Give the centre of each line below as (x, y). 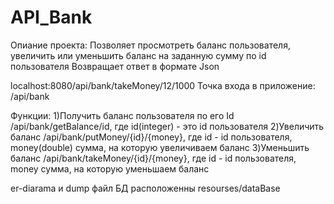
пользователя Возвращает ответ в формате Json (115, 66)
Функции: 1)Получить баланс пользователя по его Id (122, 115)
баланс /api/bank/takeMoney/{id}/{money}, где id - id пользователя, (153, 158)
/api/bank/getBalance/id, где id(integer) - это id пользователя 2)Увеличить (167, 126)
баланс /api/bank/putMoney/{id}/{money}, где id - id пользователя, (151, 137)
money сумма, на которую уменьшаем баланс (110, 168)
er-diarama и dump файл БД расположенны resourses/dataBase (145, 188)
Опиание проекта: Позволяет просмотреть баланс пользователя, (150, 45)
